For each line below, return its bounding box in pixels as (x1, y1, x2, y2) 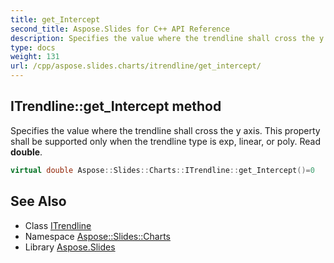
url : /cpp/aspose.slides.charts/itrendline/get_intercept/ (10, 61, 262, 71)
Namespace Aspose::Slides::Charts (24, 230, 171, 242)
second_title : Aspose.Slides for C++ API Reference (10, 24, 230, 34)
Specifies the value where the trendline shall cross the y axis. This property (10, 124, 321, 136)
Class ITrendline (24, 219, 92, 231)
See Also (10, 193, 67, 210)
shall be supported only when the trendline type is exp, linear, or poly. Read (10, 135, 322, 147)
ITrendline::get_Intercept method (10, 98, 222, 115)
